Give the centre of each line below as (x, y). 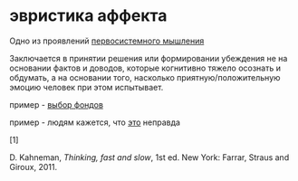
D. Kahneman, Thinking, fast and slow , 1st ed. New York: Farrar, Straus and (149, 157)
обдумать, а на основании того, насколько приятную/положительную (145, 77)
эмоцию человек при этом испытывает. (87, 87)
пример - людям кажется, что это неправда (95, 122)
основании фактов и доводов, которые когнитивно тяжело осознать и (145, 68)
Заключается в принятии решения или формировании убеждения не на (149, 58)
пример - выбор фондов (57, 104)
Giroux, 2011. (33, 167)
